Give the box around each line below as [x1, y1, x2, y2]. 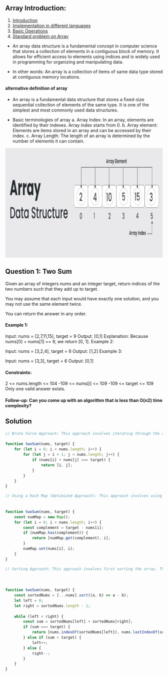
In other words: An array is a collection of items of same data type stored [12, 69, 163, 75]
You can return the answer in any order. [5, 310, 86, 317]
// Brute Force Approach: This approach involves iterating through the [5, 431, 160, 436]
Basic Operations [12, 28, 48, 34]
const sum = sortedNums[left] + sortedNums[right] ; [23, 619, 133, 624]
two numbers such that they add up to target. [5, 286, 98, 292]
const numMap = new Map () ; [14, 514, 70, 519]
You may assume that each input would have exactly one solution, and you [5, 295, 159, 302]
